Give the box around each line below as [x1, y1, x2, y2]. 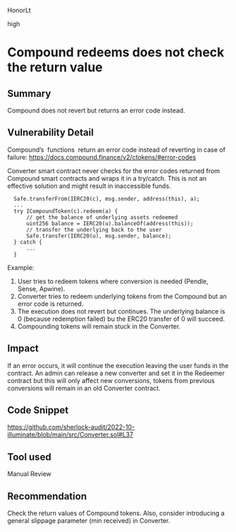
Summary [7, 88, 51, 100]
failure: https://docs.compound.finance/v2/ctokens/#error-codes [7, 153, 197, 161]
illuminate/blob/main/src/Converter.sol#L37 [7, 430, 134, 439]
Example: [7, 263, 35, 271]
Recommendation [7, 490, 87, 502]
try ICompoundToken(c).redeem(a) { [13, 208, 118, 215]
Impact [7, 343, 39, 355]
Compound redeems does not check [7, 45, 225, 61]
